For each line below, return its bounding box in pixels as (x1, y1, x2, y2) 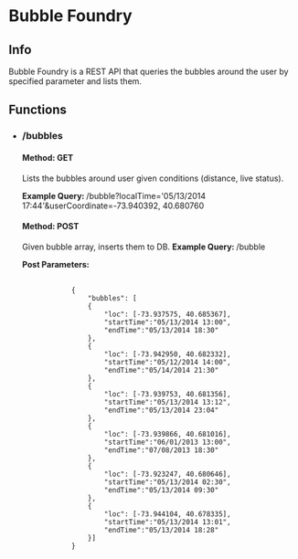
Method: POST (21, 221, 80, 232)
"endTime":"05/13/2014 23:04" (103, 406, 219, 415)
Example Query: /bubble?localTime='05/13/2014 (21, 190, 207, 201)
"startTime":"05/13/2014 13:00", (103, 317, 231, 327)
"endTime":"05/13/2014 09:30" (103, 485, 219, 494)
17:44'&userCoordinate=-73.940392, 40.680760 (21, 200, 205, 211)
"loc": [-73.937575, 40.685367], (103, 310, 231, 319)
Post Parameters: (21, 258, 90, 269)
